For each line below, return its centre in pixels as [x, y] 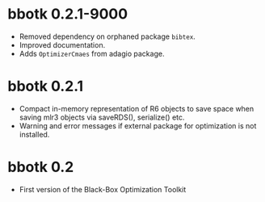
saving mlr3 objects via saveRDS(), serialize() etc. [102, 117]
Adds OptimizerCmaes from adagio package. [92, 53]
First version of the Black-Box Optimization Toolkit [103, 189]
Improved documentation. [62, 44]
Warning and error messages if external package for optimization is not [138, 125]
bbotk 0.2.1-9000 [68, 14]
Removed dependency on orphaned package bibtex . [107, 36]
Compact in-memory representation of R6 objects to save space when [137, 108]
